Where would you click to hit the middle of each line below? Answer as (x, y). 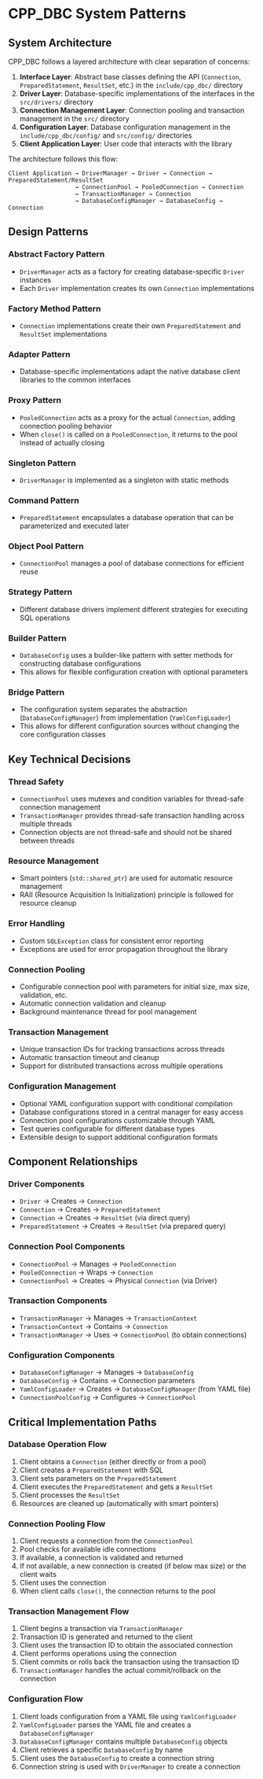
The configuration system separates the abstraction (103, 710)
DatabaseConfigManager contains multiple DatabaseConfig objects (123, 1741)
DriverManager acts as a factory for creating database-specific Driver (132, 271)
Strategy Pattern (40, 592)
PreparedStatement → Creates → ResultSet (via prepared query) (122, 1226)
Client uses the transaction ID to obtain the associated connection (126, 1645)
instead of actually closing (62, 442)
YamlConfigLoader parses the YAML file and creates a (105, 1725)
